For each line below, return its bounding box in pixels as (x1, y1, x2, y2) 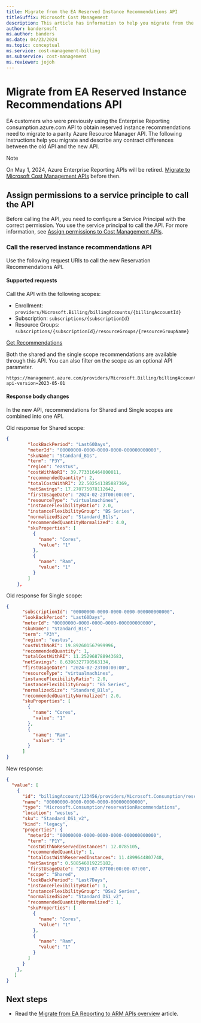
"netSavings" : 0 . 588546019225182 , (28, 860, 114, 866)
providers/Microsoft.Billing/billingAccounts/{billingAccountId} (14, 309, 181, 315)
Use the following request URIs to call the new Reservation (6, 256, 151, 264)
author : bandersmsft (6, 25, 58, 32)
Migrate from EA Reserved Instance (6, 85, 187, 98)
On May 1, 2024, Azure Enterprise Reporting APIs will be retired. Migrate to (6, 166, 190, 174)
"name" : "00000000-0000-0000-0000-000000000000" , (22, 799, 148, 805)
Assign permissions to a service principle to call (6, 190, 189, 200)
